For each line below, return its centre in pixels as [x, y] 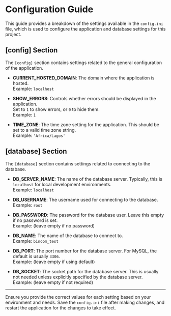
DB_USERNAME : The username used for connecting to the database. [85, 199]
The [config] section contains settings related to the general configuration [84, 63]
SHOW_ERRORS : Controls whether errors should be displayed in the [84, 98]
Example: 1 [24, 114]
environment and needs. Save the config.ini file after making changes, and [85, 302]
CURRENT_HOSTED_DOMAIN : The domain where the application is [83, 78]
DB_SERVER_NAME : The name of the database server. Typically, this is [88, 179]
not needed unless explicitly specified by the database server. [78, 277]
